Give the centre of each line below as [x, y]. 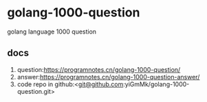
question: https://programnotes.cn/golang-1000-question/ [99, 69]
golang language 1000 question [52, 31]
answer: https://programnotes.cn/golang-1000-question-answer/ [108, 77]
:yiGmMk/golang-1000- [156, 84]
